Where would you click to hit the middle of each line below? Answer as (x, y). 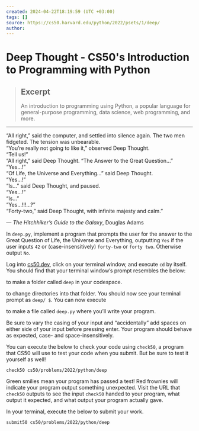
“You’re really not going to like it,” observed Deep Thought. (78, 148)
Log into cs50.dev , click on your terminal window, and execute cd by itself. (97, 265)
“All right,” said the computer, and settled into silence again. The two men (96, 136)
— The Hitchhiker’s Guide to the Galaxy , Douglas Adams (75, 223)
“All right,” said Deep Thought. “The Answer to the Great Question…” (90, 161)
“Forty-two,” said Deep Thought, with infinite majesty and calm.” (85, 211)
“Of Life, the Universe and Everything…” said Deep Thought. (80, 173)
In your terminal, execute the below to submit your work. (75, 411)
